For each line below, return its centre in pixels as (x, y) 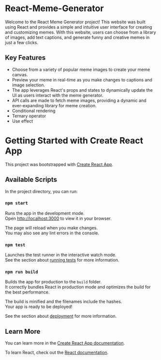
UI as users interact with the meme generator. (58, 95)
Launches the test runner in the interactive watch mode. (61, 255)
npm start (16, 203)
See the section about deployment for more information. (61, 316)
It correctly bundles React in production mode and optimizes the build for (78, 287)
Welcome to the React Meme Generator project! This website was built (75, 22)
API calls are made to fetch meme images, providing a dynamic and (79, 100)
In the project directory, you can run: (41, 191)
